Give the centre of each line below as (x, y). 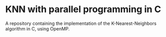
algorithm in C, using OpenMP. (38, 28)
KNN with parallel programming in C (83, 9)
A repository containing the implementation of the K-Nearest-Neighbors (81, 23)
